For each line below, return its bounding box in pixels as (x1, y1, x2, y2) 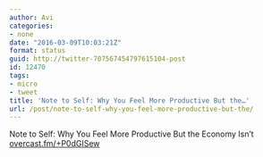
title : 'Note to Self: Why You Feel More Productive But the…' (9, 95, 250, 105)
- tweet (9, 87, 38, 96)
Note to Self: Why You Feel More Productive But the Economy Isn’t (9, 128, 254, 139)
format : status (9, 46, 66, 55)
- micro (9, 79, 38, 88)
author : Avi (9, 12, 54, 22)
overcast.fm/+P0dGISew (9, 138, 100, 149)
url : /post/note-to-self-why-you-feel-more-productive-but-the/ (9, 104, 254, 113)
